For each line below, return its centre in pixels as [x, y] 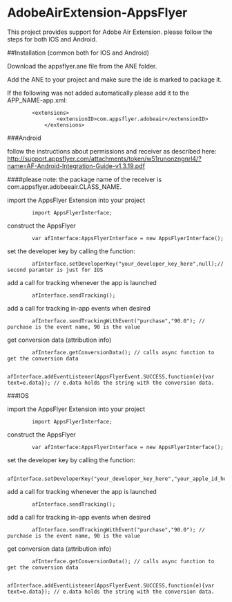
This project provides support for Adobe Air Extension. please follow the [110, 32]
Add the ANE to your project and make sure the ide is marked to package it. [115, 79]
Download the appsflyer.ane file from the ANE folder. [82, 66]
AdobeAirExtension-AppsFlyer [97, 13]
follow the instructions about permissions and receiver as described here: [112, 151]
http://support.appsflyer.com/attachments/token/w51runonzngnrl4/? [104, 158]
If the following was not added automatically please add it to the [98, 93]
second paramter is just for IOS [55, 270]
